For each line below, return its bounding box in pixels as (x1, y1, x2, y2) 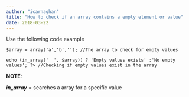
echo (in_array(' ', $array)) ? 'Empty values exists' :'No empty (6, 57, 176, 63)
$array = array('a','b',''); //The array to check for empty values (6, 47, 178, 53)
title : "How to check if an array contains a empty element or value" (6, 14, 184, 20)
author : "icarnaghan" (6, 8, 60, 15)
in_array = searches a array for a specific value (6, 84, 122, 91)
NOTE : (6, 73, 22, 80)
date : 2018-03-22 (6, 19, 49, 25)
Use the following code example (6, 36, 84, 43)
